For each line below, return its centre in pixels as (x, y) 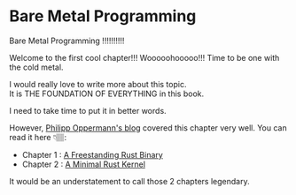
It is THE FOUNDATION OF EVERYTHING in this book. (107, 94)
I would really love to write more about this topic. (98, 84)
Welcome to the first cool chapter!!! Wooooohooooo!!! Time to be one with (144, 57)
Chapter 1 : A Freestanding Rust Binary (93, 154)
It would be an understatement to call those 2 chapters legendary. (129, 181)
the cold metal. (36, 67)
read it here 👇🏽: (38, 137)
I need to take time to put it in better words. (88, 110)
